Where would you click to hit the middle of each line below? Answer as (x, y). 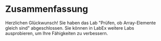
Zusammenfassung (47, 9)
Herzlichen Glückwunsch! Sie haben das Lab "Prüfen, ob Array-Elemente (81, 23)
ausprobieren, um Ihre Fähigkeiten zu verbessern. (57, 33)
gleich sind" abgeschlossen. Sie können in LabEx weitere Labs (70, 28)
